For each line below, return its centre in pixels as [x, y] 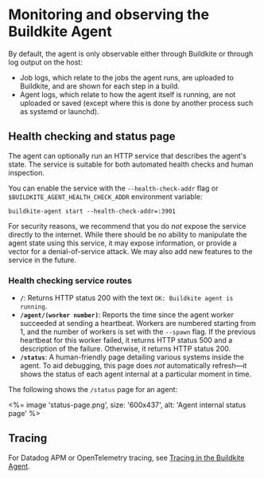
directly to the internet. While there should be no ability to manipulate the [128, 234]
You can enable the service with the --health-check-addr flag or [113, 188]
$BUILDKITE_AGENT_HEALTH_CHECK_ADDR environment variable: [105, 196]
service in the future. [43, 260]
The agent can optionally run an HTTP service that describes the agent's [127, 155]
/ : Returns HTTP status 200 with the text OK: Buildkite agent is [126, 298]
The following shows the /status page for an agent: [93, 390]
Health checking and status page [92, 137]
